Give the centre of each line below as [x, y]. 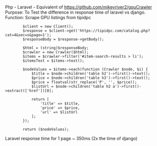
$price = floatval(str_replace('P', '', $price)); [84, 82]
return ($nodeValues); [46, 129]
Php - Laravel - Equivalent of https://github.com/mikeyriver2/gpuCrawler [78, 7]
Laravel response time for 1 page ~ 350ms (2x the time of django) [71, 138]
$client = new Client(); [48, 26]
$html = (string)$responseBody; [56, 48]
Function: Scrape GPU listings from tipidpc [48, 17]
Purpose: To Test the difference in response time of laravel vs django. [75, 12]
